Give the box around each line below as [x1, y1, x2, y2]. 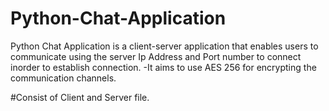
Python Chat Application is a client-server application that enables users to [10, 40, 319, 52]
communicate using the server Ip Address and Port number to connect [10, 50, 302, 62]
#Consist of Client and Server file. [10, 91, 150, 103]
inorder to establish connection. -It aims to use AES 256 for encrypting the [10, 61, 317, 73]
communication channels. [10, 72, 117, 84]
